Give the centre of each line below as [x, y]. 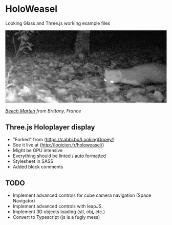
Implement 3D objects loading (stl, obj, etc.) [59, 212]
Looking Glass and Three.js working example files [58, 23]
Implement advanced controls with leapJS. [58, 206]
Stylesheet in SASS [33, 161]
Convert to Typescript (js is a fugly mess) [56, 217]
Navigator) [24, 200]
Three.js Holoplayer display [50, 127]
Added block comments [38, 167]
